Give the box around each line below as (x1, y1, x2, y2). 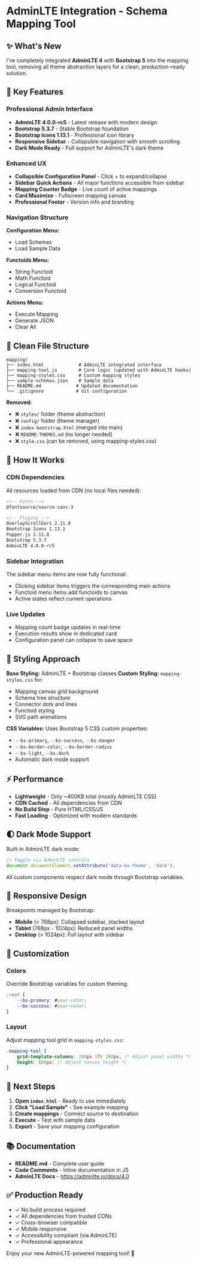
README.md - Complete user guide (14, 1160, 105, 1167)
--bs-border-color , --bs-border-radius (14, 743, 113, 750)
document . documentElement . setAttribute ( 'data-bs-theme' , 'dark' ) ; (6, 862, 175, 868)
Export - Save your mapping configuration (14, 1123, 120, 1130)
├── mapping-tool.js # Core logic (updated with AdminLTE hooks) (6, 368, 192, 374)
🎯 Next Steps (6, 1081, 56, 1091)
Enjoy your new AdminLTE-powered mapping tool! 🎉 (6, 1249, 135, 1256)
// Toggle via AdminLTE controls (6, 857, 90, 863)
